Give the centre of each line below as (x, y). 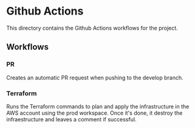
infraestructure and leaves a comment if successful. (71, 119)
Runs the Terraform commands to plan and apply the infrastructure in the (98, 106)
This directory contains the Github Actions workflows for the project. (92, 28)
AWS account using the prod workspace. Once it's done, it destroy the (94, 113)
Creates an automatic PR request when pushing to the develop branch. (95, 78)
